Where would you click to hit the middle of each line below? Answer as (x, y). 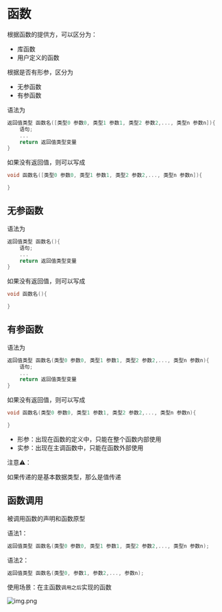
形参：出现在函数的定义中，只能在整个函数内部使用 (89, 439)
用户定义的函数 (38, 57)
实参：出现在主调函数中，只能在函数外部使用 (80, 447)
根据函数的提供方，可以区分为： (52, 34)
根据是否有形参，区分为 (40, 72)
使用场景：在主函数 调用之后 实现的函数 (59, 587)
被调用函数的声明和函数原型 (46, 518)
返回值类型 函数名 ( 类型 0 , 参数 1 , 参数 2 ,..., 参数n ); (76, 573)
